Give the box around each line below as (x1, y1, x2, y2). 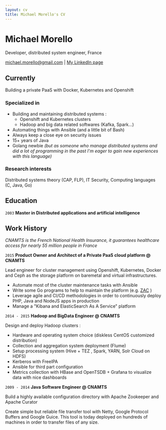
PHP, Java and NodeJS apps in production (12, 298, 100, 304)
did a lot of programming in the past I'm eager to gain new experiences (12, 148, 159, 154)
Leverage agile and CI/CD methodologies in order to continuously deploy (12, 293, 162, 299)
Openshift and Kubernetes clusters (19, 116, 91, 122)
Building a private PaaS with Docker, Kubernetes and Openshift (5, 87, 134, 93)
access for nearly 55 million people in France (5, 242, 98, 249)
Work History (5, 224, 47, 233)
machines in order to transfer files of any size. (5, 419, 99, 426)
